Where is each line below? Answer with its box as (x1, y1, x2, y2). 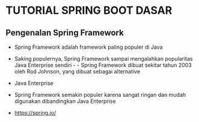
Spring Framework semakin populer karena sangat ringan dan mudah (14, 91, 186, 98)
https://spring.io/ (14, 109, 57, 116)
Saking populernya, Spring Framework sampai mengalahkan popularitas (14, 55, 193, 62)
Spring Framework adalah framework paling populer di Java (14, 43, 163, 50)
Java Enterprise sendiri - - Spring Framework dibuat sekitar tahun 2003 (14, 61, 192, 69)
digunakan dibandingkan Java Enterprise (14, 97, 116, 105)
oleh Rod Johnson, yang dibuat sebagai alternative (14, 68, 141, 75)
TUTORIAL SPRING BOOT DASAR (5, 4, 173, 17)
